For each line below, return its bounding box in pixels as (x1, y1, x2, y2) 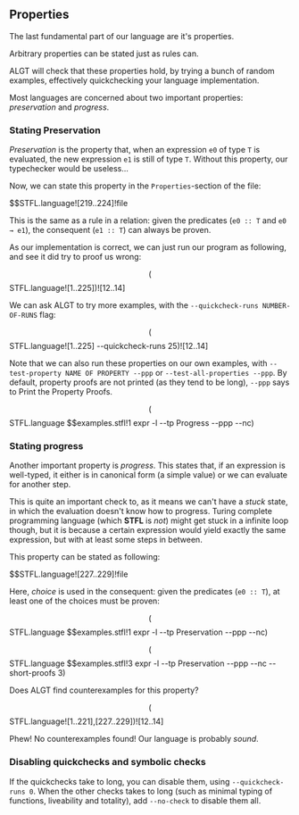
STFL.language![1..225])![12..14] (9, 283, 126, 294)
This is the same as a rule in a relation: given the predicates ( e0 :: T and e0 (9, 215, 287, 226)
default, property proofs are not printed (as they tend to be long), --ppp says (9, 377, 290, 387)
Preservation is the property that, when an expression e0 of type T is (9, 145, 261, 155)
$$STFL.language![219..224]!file (9, 198, 129, 209)
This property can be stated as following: (9, 552, 161, 562)
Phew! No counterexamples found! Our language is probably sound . (9, 734, 259, 744)
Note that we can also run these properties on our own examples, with (9, 358, 268, 369)
